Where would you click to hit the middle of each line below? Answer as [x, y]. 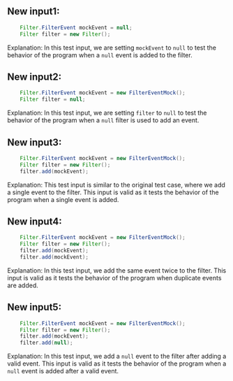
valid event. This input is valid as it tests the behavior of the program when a [117, 364]
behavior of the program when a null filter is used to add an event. [103, 120]
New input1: [33, 12]
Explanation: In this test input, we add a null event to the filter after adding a [117, 357]
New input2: [35, 77]
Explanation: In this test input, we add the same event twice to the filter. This [117, 270]
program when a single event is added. [63, 199]
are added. [23, 285]
